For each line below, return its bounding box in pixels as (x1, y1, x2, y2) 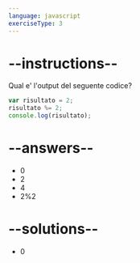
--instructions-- (8, 54, 118, 73)
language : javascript (8, 11, 81, 20)
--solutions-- (8, 220, 99, 239)
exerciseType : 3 (8, 19, 63, 28)
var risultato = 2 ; (8, 96, 74, 105)
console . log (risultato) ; (8, 112, 92, 120)
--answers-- (8, 139, 94, 158)
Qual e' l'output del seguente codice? (8, 81, 133, 91)
